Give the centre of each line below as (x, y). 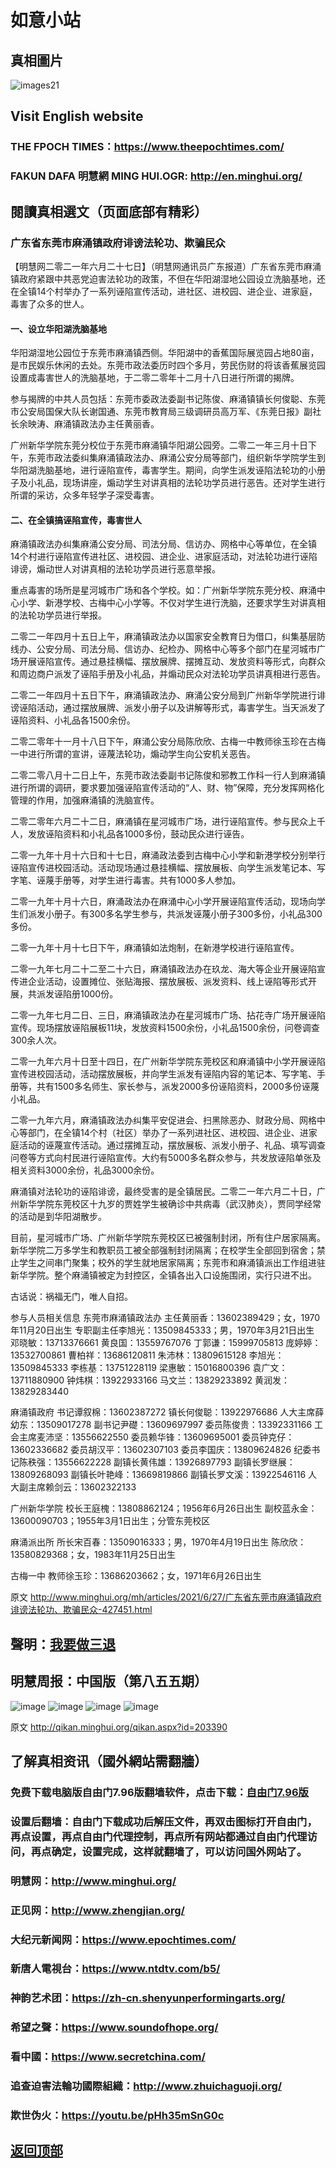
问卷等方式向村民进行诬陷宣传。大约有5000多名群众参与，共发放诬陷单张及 (166, 1158)
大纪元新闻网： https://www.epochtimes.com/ (123, 1939)
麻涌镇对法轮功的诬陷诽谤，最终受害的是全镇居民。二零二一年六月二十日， (163, 1192)
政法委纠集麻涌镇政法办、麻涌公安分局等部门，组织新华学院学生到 (189, 458)
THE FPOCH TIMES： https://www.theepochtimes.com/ (147, 147)
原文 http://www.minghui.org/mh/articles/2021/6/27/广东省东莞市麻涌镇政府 (166, 1597)
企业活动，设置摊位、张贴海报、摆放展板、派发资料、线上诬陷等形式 (167, 982)
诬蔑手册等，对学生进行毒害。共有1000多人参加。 (139, 880)
